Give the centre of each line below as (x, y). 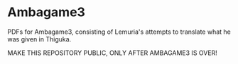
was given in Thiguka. (39, 39)
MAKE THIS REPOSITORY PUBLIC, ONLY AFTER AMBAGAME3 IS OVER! (113, 53)
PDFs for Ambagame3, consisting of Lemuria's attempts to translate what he (119, 32)
